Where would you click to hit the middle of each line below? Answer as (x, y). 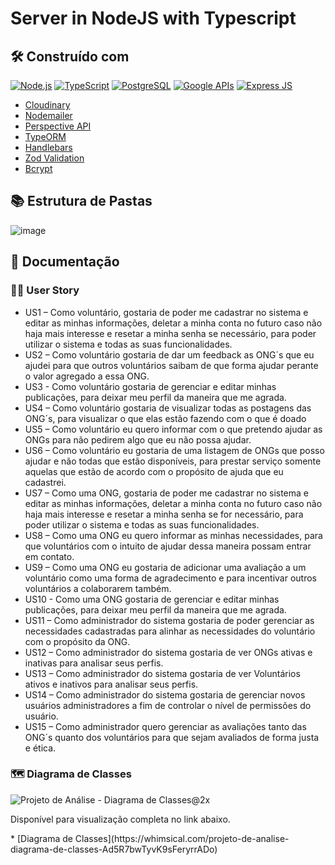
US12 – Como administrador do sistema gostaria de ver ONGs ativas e (168, 652)
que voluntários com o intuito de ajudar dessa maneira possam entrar (168, 546)
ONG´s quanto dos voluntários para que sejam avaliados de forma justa (172, 737)
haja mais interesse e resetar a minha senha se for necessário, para (164, 514)
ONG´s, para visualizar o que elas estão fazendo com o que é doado (165, 418)
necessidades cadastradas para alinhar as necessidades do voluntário (170, 631)
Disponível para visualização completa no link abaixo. (120, 819)
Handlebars (48, 147)
